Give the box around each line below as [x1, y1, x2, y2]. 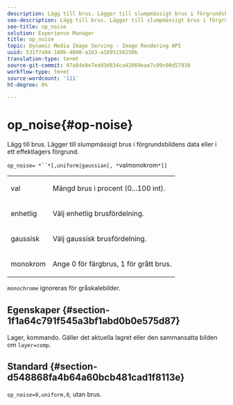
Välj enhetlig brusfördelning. [52, 209, 144, 219]
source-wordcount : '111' [7, 74, 79, 82]
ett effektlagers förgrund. [7, 147, 80, 156]
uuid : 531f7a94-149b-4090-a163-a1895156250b [7, 49, 138, 56]
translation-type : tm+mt [7, 56, 79, 63]
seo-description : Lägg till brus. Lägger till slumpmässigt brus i [7, 17, 207, 24]
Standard [7, 361, 49, 372]
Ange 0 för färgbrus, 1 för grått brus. [52, 259, 172, 269]
